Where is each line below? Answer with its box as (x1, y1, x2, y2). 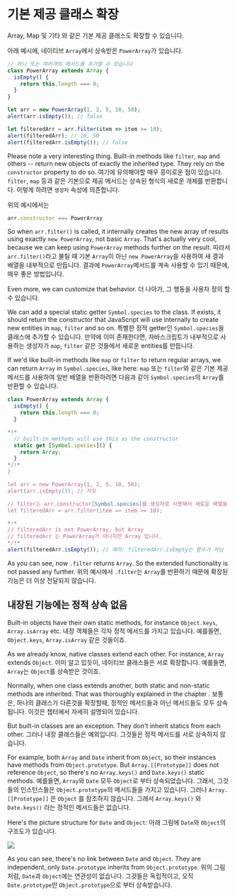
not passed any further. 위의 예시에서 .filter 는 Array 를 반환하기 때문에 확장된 (7, 567, 229, 576)
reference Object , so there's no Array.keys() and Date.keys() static (7, 768, 205, 776)
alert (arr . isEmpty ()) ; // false (7, 113, 103, 121)
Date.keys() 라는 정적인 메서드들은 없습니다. (7, 802, 131, 812)
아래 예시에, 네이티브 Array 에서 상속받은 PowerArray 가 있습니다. (7, 46, 183, 55)
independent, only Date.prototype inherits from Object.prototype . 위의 (7, 863, 212, 871)
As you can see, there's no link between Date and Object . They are (7, 854, 202, 863)
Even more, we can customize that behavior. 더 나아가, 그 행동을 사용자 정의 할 (7, 285, 231, 293)
